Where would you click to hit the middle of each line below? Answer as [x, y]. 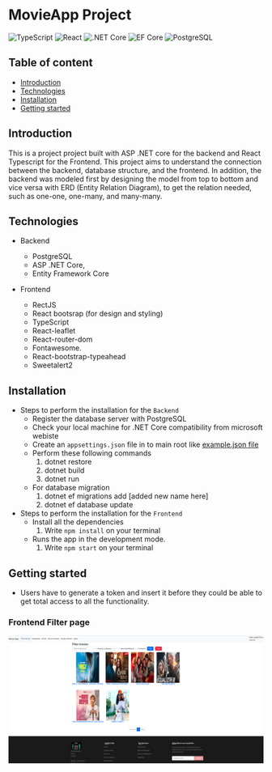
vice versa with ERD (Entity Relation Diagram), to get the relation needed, [130, 187]
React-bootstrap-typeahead [79, 357]
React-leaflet [54, 331]
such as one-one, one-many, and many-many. [85, 196]
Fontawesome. [57, 348]
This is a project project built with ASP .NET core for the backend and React [135, 153]
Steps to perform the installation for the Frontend [101, 513]
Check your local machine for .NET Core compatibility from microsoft [147, 427]
